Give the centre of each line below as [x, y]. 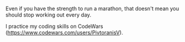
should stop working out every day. [48, 15]
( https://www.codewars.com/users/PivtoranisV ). [64, 33]
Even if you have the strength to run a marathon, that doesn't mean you [92, 9]
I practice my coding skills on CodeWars [54, 26]
